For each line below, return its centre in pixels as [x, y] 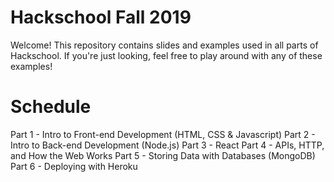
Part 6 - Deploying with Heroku [74, 166]
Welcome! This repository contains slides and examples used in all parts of [164, 45]
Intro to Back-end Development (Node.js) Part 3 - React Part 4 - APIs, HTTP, [167, 145]
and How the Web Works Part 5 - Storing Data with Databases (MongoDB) [163, 155]
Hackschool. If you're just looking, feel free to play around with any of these [166, 55]
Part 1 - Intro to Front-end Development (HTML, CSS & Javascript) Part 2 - [163, 134]
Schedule [51, 107]
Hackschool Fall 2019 [101, 17]
